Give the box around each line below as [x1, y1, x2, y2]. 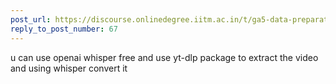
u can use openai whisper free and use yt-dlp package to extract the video [10, 51, 319, 63]
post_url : [10, 14, 52, 25]
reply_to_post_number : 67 [10, 24, 118, 34]
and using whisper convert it [10, 62, 128, 74]
